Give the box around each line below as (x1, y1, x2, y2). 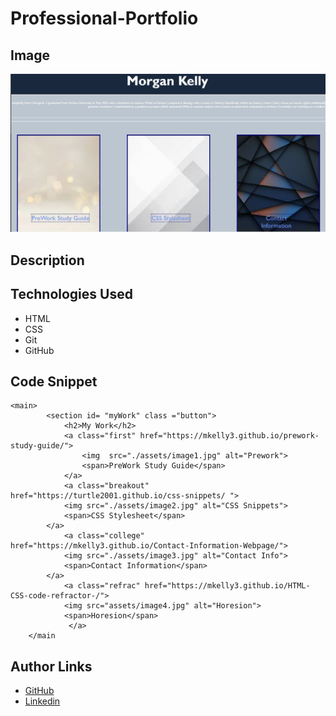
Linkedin (24, 695, 61, 707)
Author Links (10, 658, 93, 675)
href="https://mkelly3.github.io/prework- (139, 431, 320, 441)
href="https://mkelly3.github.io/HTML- (144, 581, 311, 591)
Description (10, 252, 85, 269)
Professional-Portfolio (10, 7, 199, 30)
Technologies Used (10, 286, 133, 303)
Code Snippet (10, 373, 98, 391)
